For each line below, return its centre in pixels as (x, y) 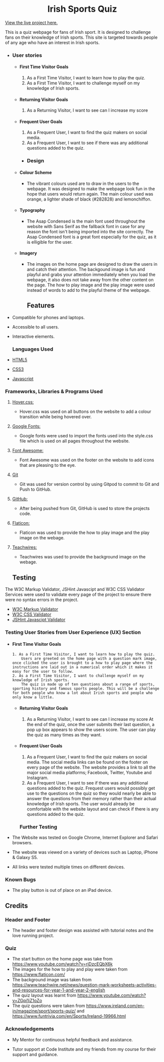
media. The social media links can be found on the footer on (87, 762)
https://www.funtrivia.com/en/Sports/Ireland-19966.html (69, 1016)
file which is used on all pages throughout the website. (74, 441)
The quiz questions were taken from (49, 1006)
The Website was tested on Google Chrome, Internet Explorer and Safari (85, 837)
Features (41, 306)
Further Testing (38, 827)
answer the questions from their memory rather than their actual (92, 798)
